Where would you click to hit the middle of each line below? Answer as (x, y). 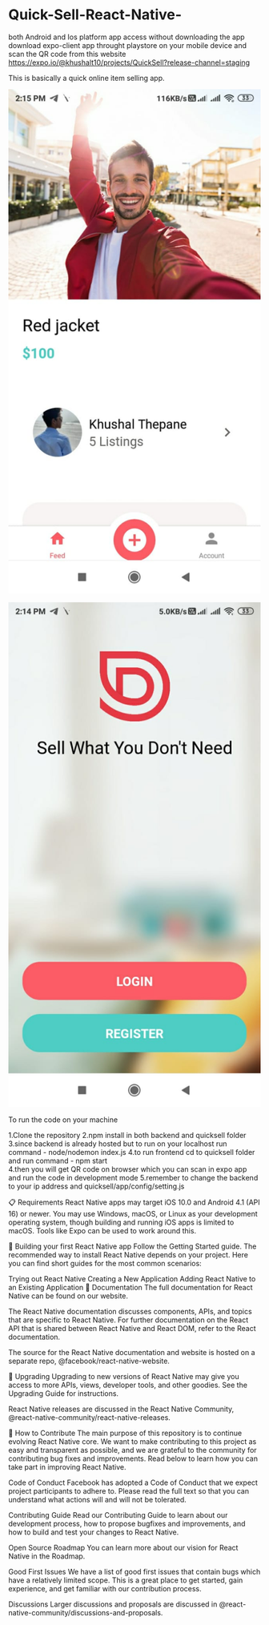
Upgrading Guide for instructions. (63, 1393)
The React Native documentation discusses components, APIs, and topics (130, 1311)
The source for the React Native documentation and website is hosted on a (132, 1352)
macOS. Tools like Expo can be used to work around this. (102, 1230)
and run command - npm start (58, 1160)
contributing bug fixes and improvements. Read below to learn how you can (133, 1458)
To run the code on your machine (63, 1120)
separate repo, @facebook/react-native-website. (89, 1361)
